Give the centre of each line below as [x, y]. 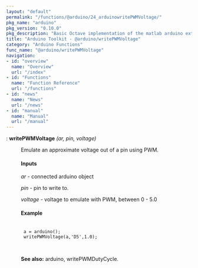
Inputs [29, 163]
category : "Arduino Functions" [44, 45]
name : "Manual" [30, 116]
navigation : [21, 56]
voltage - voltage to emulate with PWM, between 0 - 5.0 [89, 199]
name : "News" [27, 99]
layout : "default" [29, 12]
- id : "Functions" [29, 78]
